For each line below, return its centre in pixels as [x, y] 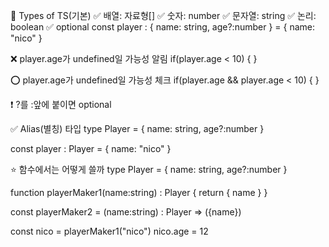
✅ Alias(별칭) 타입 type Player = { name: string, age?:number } [137, 128]
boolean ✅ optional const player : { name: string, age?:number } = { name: [163, 27]
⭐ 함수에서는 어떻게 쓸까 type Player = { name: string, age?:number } [149, 169]
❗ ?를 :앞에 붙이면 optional [61, 104]
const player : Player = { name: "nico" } [91, 148]
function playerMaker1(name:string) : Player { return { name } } [139, 192]
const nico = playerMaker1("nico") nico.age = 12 [109, 231]
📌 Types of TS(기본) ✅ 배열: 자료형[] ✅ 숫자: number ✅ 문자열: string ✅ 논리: [163, 15]
